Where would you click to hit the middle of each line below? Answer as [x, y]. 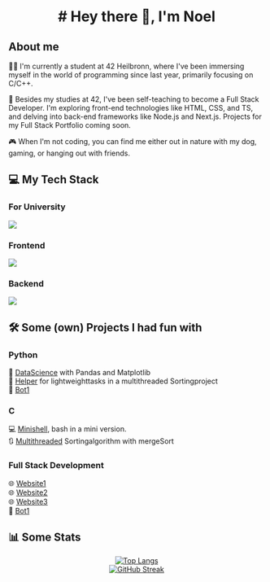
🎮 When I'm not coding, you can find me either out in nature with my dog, [133, 141]
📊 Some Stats [45, 537]
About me [34, 47]
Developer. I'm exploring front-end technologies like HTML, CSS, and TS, [131, 108]
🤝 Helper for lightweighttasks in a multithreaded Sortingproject [113, 381]
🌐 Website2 [28, 492]
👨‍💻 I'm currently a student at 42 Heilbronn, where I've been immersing [126, 66]
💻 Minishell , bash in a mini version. [67, 429]
